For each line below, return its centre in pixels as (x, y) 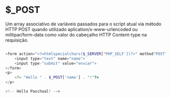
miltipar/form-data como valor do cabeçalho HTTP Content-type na (76, 35)
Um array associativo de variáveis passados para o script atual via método (83, 24)
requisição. (17, 40)
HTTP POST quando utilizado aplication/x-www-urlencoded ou (72, 29)
